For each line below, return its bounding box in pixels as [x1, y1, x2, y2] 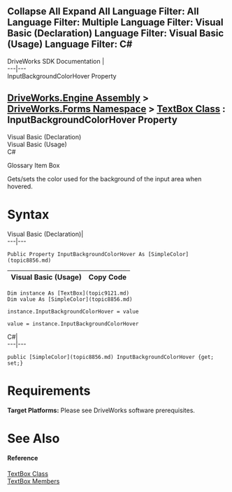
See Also [7, 430, 60, 447]
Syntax [7, 206, 50, 223]
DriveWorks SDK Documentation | [7, 57, 105, 65]
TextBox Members [7, 477, 60, 485]
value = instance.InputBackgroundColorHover [7, 320, 139, 328]
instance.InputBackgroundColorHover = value [7, 308, 139, 315]
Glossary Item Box [7, 161, 60, 169]
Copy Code [88, 272, 127, 282]
